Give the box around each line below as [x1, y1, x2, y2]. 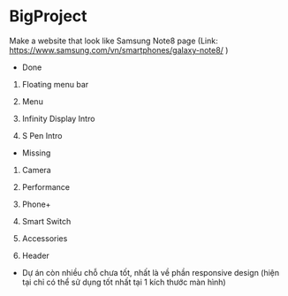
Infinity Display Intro [21, 113, 95, 124]
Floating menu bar [21, 79, 89, 89]
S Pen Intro [21, 130, 63, 140]
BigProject [9, 6, 87, 27]
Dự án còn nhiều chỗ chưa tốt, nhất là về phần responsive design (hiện [21, 267, 280, 277]
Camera [21, 164, 51, 175]
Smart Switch [21, 216, 72, 226]
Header [21, 250, 50, 261]
